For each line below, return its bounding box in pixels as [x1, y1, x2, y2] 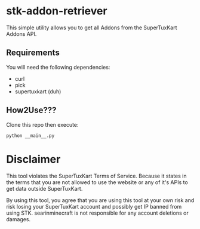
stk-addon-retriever [6, 4, 107, 18]
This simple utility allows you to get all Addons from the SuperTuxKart [6, 24, 177, 31]
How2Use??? [6, 105, 57, 115]
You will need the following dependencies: [6, 63, 110, 71]
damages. [6, 215, 31, 222]
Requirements [6, 48, 60, 58]
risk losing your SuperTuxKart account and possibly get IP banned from [6, 203, 182, 210]
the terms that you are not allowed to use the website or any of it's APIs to [6, 178, 188, 186]
